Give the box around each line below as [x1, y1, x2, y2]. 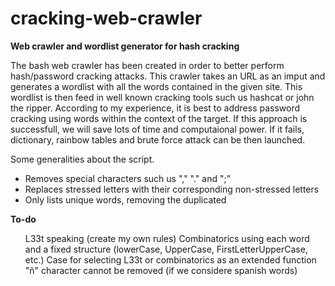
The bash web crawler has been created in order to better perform [10, 59, 285, 71]
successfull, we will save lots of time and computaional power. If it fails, [10, 123, 305, 135]
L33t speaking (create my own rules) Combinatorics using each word [24, 232, 310, 244]
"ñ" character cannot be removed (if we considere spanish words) [24, 264, 298, 276]
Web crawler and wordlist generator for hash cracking [10, 40, 240, 52]
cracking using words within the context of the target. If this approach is [10, 112, 308, 124]
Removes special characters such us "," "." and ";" [24, 172, 232, 184]
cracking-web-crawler [10, 7, 203, 30]
